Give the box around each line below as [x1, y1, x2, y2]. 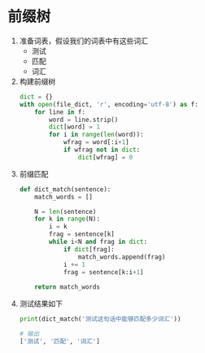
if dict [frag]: [63, 245, 115, 253]
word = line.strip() [49, 115, 119, 124]
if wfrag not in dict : [63, 146, 141, 155]
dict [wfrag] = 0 [77, 153, 133, 161]
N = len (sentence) [34, 207, 97, 216]
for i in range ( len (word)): [49, 131, 144, 139]
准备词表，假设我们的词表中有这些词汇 [19, 36, 148, 46]
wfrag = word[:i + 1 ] [63, 138, 129, 146]
